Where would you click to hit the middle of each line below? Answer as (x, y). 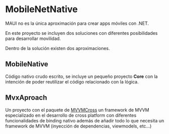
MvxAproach (26, 98)
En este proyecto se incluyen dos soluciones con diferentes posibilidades (81, 33)
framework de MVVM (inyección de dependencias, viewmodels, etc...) (78, 126)
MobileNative (27, 64)
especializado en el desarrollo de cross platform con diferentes (71, 115)
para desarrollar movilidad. (33, 38)
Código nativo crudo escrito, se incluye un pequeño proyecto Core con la (81, 76)
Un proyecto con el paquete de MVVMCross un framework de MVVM (77, 110)
